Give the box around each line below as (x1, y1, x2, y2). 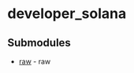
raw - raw (18, 57, 51, 66)
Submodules (7, 36, 72, 49)
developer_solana (7, 5, 127, 23)
